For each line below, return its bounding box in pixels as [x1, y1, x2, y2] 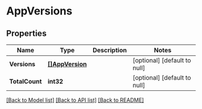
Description [92, 46, 127, 54]
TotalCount [9, 77, 42, 86]
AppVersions [6, 4, 73, 18]
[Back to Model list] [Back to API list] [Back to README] [6, 96, 144, 104]
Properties [6, 28, 47, 39]
